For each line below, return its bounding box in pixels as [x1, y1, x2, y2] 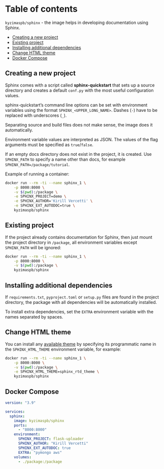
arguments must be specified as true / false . [5, 142, 94, 148]
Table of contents [5, 3, 78, 15]
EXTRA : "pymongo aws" [18, 450, 62, 455]
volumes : [14, 454, 32, 460]
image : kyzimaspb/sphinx [14, 418, 64, 423]
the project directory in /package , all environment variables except [5, 239, 138, 245]
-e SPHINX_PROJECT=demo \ [14, 194, 67, 199]
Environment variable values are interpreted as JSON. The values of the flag [5, 136, 158, 142]
